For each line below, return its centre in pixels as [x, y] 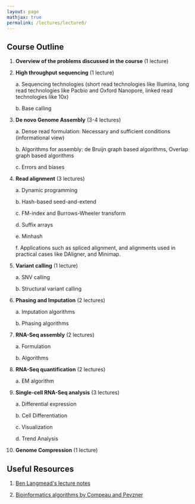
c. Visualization [34, 427]
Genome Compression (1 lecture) [56, 450]
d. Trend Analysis [37, 439]
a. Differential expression [46, 404]
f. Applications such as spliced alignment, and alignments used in [95, 248]
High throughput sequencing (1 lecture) [65, 73]
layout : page [23, 12]
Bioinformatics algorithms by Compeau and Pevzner [79, 495]
